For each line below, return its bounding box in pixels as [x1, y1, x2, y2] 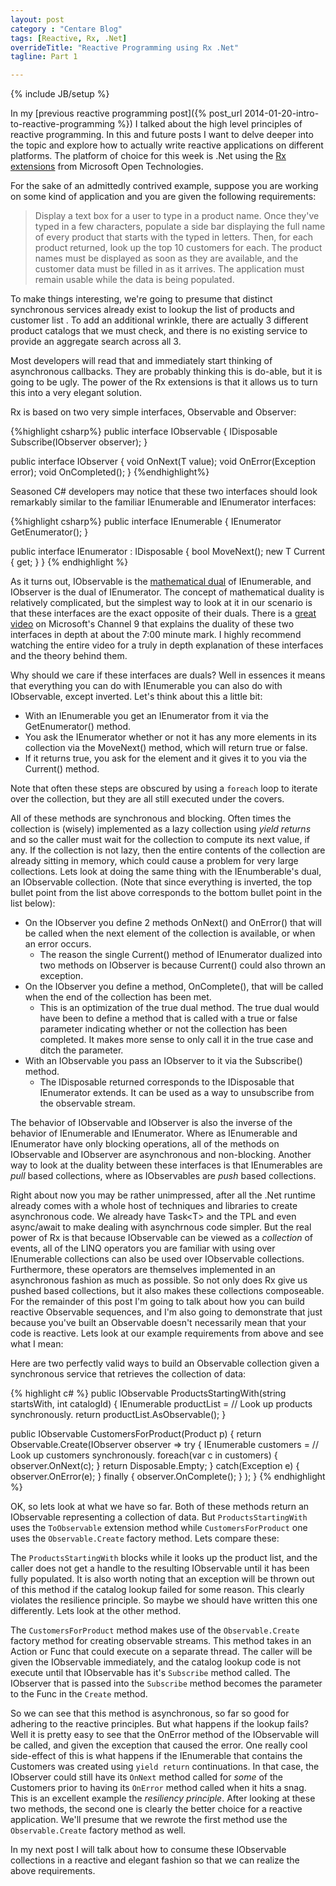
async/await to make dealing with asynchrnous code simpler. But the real [10, 1221, 312, 1233]
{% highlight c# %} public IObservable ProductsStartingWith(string [10, 1387, 287, 1400]
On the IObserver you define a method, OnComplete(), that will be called [24, 981, 324, 993]
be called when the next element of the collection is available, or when [24, 927, 316, 940]
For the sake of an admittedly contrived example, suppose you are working [10, 180, 319, 192]
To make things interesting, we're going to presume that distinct [10, 293, 273, 305]
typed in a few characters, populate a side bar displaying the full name [34, 221, 326, 233]
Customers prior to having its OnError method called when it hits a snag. [10, 1782, 307, 1794]
